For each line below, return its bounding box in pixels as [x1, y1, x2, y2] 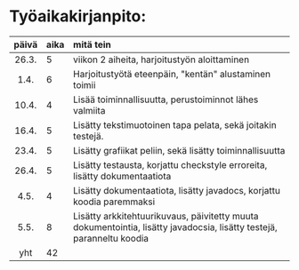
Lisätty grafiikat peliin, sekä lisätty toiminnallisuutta [72, 144, 286, 156]
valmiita [72, 104, 106, 116]
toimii [72, 78, 96, 91]
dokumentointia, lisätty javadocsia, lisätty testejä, [72, 220, 278, 233]
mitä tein [72, 38, 111, 51]
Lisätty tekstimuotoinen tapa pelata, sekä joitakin [72, 118, 278, 131]
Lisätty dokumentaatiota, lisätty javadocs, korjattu [72, 184, 280, 196]
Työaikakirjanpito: [9, 6, 147, 27]
